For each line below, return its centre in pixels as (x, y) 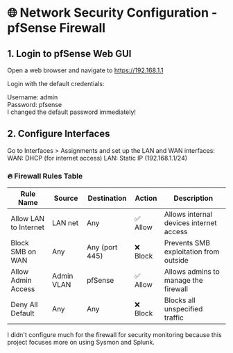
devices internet (190, 223)
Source (66, 198)
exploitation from (192, 252)
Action (146, 198)
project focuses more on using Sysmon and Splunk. (81, 343)
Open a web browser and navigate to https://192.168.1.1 (85, 70)
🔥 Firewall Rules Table (45, 176)
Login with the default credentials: (56, 84)
